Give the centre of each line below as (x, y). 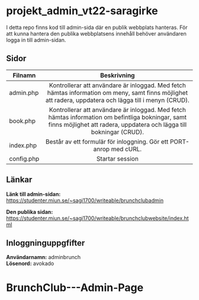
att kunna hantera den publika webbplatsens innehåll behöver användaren (96, 33)
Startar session (118, 158)
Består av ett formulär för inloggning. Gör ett (107, 142)
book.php (23, 121)
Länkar (19, 180)
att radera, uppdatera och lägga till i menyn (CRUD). (117, 100)
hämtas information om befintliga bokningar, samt (118, 117)
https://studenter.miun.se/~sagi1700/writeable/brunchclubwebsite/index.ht (97, 218)
